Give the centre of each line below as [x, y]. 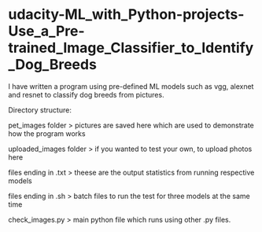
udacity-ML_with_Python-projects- [126, 15]
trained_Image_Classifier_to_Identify [131, 48]
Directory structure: [40, 110]
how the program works [47, 133]
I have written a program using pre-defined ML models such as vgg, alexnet [131, 86]
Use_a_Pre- [46, 31]
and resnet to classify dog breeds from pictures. [86, 94]
